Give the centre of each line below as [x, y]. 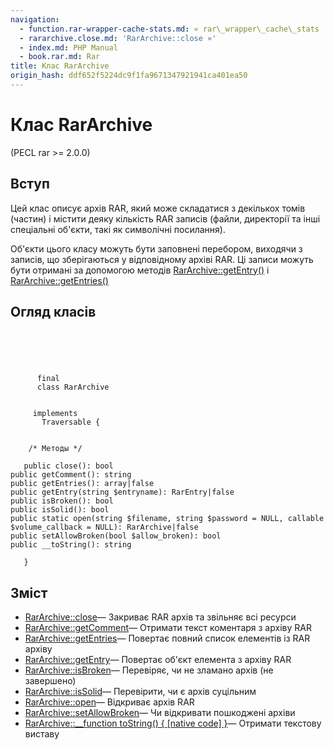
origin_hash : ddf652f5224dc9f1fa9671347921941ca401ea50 [129, 76]
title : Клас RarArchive [60, 66]
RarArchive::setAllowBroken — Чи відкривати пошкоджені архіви [160, 713]
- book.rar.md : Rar [60, 57]
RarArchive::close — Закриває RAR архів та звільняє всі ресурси [160, 617]
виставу [42, 734]
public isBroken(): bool [62, 501]
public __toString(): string [71, 545]
